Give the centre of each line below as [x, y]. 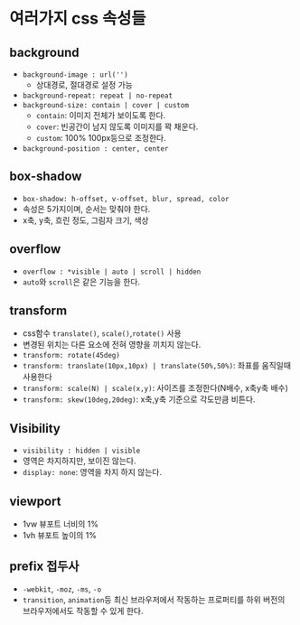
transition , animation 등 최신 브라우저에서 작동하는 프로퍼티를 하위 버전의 [154, 599]
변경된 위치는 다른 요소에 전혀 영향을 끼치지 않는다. [112, 345]
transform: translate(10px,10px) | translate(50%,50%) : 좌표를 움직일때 [157, 366]
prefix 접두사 [44, 567]
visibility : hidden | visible [81, 451]
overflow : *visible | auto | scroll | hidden [112, 272]
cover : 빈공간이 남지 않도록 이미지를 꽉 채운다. [117, 126]
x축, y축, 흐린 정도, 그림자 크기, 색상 [85, 220]
